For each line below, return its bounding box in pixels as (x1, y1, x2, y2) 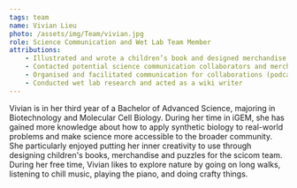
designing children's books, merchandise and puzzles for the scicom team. (9, 149, 283, 160)
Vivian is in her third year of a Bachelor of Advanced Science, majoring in (9, 102, 276, 113)
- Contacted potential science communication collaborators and (25, 63, 267, 71)
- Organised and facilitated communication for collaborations (25, 71, 263, 79)
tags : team (9, 12, 49, 22)
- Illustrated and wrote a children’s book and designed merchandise (25, 54, 287, 63)
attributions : (9, 46, 62, 55)
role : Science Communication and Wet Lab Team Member (9, 37, 212, 47)
